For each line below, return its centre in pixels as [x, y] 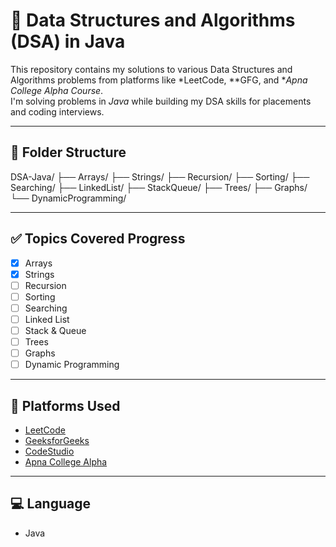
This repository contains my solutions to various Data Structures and [151, 69]
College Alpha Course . [57, 90]
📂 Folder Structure [68, 152]
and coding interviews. [57, 111]
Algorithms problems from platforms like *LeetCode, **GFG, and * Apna [159, 80]
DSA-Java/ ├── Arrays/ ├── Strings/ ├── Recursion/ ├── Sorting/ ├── [160, 176]
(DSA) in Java [68, 41]
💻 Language [50, 504]
